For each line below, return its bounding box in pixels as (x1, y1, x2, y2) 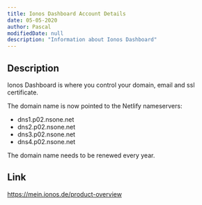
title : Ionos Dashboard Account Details (7, 10, 127, 17)
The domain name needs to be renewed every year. (7, 151, 155, 160)
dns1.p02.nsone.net (17, 115, 75, 123)
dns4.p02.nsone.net (17, 137, 76, 146)
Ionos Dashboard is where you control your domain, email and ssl (7, 80, 195, 89)
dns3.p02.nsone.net (17, 130, 75, 139)
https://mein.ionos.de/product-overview (7, 190, 122, 198)
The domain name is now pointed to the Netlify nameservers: (7, 101, 182, 110)
